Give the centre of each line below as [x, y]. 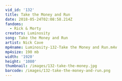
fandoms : [14, 24]
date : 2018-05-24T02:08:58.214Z [39, 19]
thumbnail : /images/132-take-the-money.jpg [51, 66]
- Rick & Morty [25, 29]
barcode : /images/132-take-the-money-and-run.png [58, 71]
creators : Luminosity [28, 33]
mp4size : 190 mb [22, 52]
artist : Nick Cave [24, 43]
